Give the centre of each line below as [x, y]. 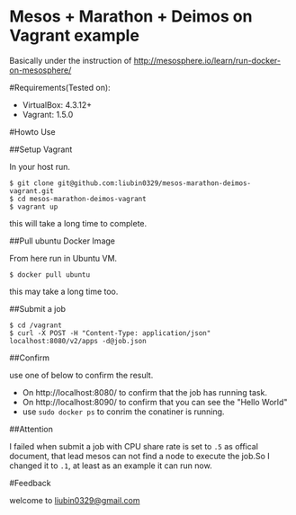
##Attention [31, 429]
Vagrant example [74, 36]
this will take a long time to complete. [78, 223]
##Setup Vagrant [41, 149]
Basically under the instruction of [71, 60]
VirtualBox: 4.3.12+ [57, 104]
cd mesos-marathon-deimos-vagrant [82, 199]
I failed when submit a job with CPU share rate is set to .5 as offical [134, 446]
